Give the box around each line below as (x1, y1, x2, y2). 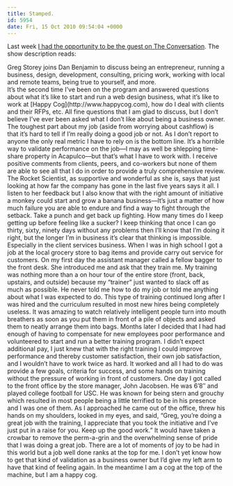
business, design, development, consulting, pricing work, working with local (7, 70, 225, 79)
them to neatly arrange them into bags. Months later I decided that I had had (7, 322, 226, 331)
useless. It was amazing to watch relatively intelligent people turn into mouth (7, 307, 227, 316)
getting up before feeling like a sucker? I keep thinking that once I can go (7, 219, 216, 227)
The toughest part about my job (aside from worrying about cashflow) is (7, 123, 214, 131)
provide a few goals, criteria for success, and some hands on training (7, 367, 206, 375)
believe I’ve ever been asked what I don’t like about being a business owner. (7, 115, 225, 123)
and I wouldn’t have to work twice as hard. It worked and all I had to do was (7, 360, 223, 368)
